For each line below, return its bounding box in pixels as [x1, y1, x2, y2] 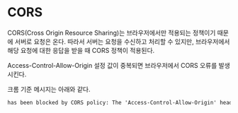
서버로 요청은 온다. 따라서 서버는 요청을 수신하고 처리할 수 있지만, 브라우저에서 [14, 37, 230, 46]
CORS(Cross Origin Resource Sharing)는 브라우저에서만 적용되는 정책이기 [7, 28, 216, 37]
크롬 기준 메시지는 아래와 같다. [7, 85, 91, 93]
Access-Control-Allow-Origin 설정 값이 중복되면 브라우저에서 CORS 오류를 [7, 61, 217, 69]
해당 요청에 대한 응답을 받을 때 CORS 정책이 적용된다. [7, 46, 155, 54]
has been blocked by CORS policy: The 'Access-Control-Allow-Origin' [7, 99, 217, 106]
